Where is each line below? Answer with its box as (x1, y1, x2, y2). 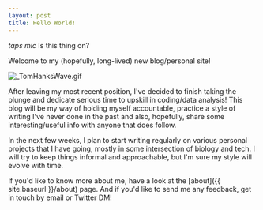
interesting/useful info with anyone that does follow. (8, 120, 177, 129)
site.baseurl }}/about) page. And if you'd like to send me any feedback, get (8, 184, 252, 193)
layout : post (8, 11, 51, 20)
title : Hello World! (8, 19, 77, 27)
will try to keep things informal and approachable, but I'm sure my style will (8, 152, 253, 162)
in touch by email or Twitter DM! (8, 193, 112, 202)
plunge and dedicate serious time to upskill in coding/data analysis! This (8, 95, 243, 104)
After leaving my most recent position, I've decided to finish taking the (8, 86, 237, 96)
